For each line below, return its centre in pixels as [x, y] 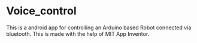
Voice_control [41, 11]
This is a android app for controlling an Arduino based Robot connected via [99, 27]
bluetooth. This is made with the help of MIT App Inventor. [78, 33]
